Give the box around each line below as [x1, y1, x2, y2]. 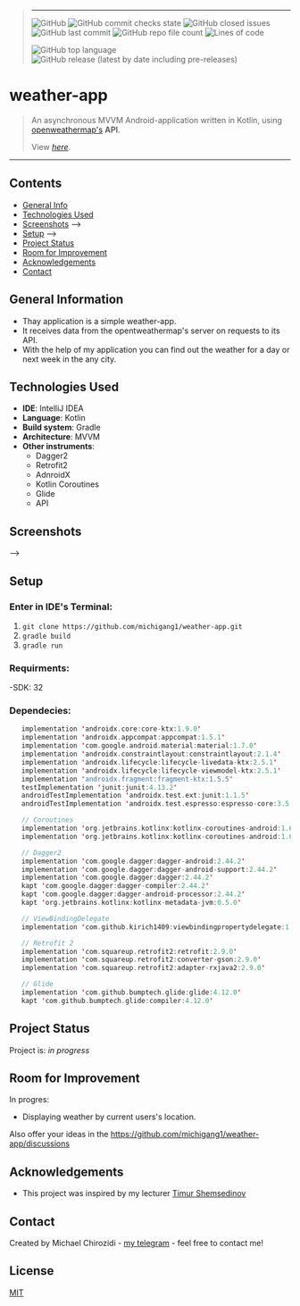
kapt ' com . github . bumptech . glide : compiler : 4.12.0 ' [21, 996, 214, 1005]
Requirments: [9, 662, 70, 674]
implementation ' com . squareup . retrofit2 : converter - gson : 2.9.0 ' [21, 955, 262, 965]
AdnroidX [35, 470, 71, 481]
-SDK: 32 [9, 682, 44, 693]
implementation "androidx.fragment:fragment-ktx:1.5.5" [21, 774, 234, 783]
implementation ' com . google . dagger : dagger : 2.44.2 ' [21, 873, 214, 883]
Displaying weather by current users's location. [21, 1111, 196, 1122]
